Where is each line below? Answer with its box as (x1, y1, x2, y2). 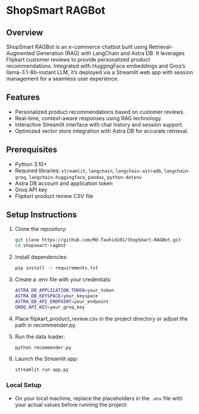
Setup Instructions (6, 210, 77, 220)
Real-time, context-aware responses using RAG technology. (14, 114, 163, 121)
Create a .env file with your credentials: (14, 276, 112, 283)
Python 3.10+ (14, 160, 48, 168)
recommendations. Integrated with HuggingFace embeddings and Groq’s (6, 62, 186, 69)
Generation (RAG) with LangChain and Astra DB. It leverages (36, 50, 185, 57)
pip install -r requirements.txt (14, 265, 99, 271)
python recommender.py (14, 345, 72, 351)
